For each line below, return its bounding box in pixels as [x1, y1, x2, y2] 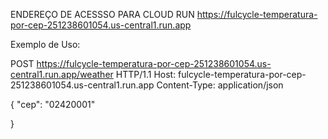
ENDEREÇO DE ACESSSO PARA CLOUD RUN [10, 9, 195, 20]
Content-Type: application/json [156, 79, 284, 91]
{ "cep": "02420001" [10, 99, 96, 110]
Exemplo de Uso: [10, 39, 81, 50]
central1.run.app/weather [10, 69, 114, 80]
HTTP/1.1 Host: [115, 69, 177, 80]
